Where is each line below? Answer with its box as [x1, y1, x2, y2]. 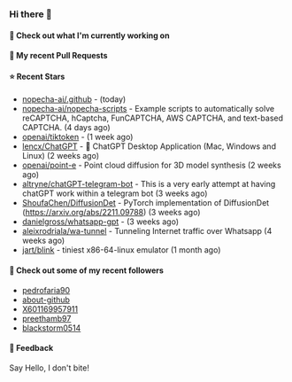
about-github [21, 294, 71, 305]
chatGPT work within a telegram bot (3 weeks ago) [21, 188, 208, 199]
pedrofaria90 [21, 285, 71, 295]
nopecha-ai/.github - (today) [21, 94, 127, 105]
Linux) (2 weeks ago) [21, 151, 100, 161]
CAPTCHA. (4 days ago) [21, 122, 111, 133]
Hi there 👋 [9, 8, 53, 20]
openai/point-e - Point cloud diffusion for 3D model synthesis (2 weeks [21, 160, 281, 171]
